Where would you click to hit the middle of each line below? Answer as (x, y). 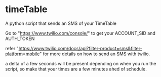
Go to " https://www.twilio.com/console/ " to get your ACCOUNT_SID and (80, 33)
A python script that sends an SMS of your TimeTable (61, 23)
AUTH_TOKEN (20, 38)
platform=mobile (23, 54)
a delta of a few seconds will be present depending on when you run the (81, 63)
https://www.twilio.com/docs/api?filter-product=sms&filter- (80, 48)
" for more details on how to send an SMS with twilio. (95, 54)
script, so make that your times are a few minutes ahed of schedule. (76, 69)
